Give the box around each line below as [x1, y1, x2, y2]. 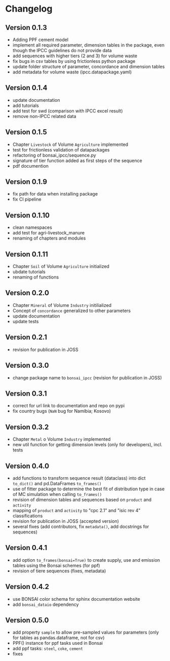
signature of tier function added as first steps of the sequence [12, 158, 143, 164]
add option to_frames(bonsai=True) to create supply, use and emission [12, 557, 160, 563]
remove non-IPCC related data [12, 113, 77, 119]
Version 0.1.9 [5, 178, 47, 186]
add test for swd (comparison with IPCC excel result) [12, 107, 123, 114]
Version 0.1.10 [5, 211, 50, 219]
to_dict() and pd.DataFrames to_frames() [12, 480, 102, 486]
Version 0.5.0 [5, 616, 49, 625]
